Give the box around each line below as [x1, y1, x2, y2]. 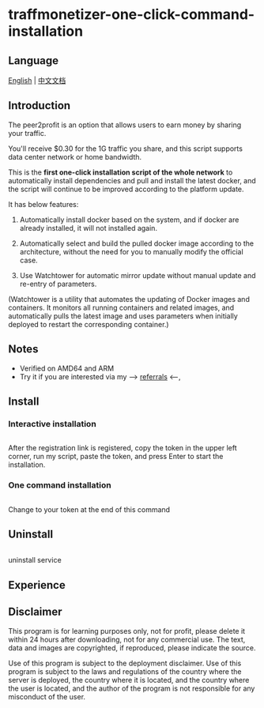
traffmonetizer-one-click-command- [8, 6, 255, 24]
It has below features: [8, 199, 79, 209]
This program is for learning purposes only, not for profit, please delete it [8, 626, 246, 635]
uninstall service [8, 555, 62, 565]
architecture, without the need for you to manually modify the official [19, 247, 243, 256]
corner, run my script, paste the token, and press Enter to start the [8, 452, 224, 461]
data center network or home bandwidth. [8, 152, 142, 161]
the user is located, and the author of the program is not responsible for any [8, 684, 255, 693]
